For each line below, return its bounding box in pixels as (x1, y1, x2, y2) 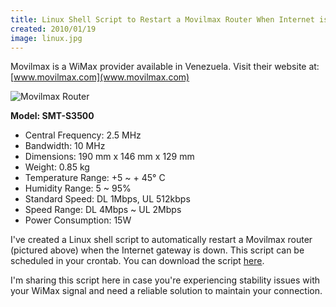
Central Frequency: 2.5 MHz (24, 129, 142, 141)
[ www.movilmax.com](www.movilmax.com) (10, 71, 190, 83)
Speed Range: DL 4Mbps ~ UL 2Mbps (24, 204, 182, 216)
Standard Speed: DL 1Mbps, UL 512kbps (24, 193, 191, 205)
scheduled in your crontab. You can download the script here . (10, 255, 265, 267)
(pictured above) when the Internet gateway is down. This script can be (10, 244, 305, 256)
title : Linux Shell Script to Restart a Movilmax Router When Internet (10, 14, 315, 25)
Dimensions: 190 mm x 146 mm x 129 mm (24, 151, 195, 163)
